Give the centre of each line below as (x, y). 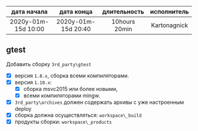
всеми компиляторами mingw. (62, 96)
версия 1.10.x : (33, 82)
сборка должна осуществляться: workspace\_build (78, 115)
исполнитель (169, 12)
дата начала (29, 12)
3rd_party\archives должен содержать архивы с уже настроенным (99, 102)
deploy (23, 109)
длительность (123, 12)
